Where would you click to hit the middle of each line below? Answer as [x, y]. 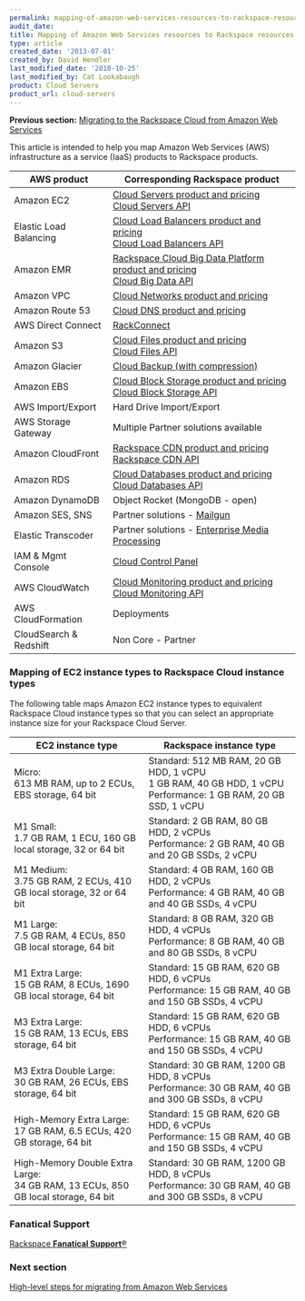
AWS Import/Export [55, 407]
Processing [136, 541]
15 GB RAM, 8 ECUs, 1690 [72, 984]
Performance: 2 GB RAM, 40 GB [216, 843]
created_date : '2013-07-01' [63, 52]
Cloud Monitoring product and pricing [193, 581]
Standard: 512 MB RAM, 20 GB [215, 760]
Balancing [35, 237]
